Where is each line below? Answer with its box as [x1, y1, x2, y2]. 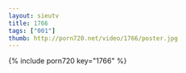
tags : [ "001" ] [8, 26, 56, 34]
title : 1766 [8, 19, 48, 27]
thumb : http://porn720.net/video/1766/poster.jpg [8, 34, 179, 43]
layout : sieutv [8, 11, 60, 20]
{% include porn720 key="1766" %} [8, 56, 127, 66]
